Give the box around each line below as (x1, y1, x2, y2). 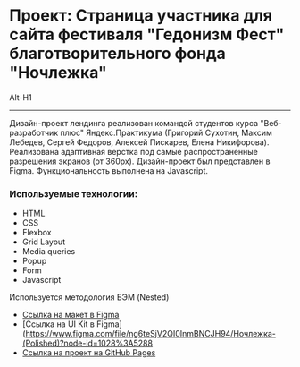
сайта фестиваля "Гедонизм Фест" (9, 24, 285, 45)
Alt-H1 (9, 91, 33, 103)
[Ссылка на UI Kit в (21, 319, 96, 329)
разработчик (9, 127, 59, 138)
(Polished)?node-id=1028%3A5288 (21, 337, 154, 349)
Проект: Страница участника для (9, 5, 272, 26)
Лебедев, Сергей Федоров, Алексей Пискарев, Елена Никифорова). (9, 136, 270, 148)
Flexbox (21, 227, 52, 238)
